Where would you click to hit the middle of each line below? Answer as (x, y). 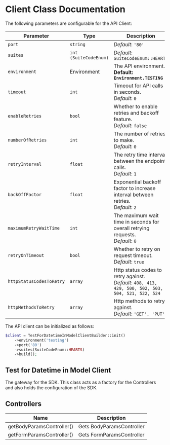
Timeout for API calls (138, 86)
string (78, 44)
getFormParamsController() (40, 434)
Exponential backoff (137, 182)
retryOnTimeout (26, 255)
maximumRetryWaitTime (34, 228)
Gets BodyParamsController (112, 426)
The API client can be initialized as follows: (50, 326)
